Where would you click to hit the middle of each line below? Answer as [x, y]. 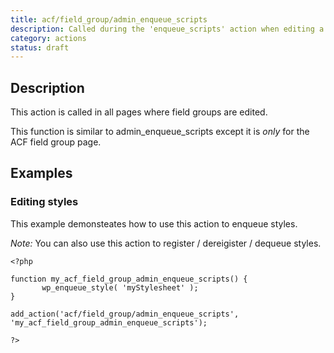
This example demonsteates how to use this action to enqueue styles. [154, 223]
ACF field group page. [56, 142]
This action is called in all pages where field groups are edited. [139, 112]
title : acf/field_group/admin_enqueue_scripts [109, 19]
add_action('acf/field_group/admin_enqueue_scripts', [125, 314]
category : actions [48, 38]
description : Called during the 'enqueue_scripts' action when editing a [167, 29]
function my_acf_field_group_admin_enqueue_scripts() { [129, 279]
